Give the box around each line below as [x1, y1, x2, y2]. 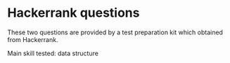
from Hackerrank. [7, 35, 58, 43]
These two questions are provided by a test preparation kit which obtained [7, 28, 224, 36]
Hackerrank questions [7, 5, 140, 21]
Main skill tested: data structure [7, 49, 98, 57]
